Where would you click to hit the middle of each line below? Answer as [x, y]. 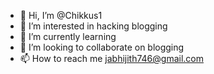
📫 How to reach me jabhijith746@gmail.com [111, 58]
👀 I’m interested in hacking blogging [93, 26]
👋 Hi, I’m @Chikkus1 [61, 15]
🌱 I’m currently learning [68, 36]
